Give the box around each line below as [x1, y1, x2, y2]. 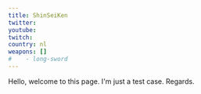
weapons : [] [8, 48, 47, 56]
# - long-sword [8, 56, 68, 63]
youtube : [8, 26, 37, 34]
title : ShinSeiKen [8, 11, 68, 20]
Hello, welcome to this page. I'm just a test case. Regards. [8, 76, 195, 86]
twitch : [8, 33, 34, 42]
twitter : [8, 19, 37, 27]
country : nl [8, 41, 47, 49]
